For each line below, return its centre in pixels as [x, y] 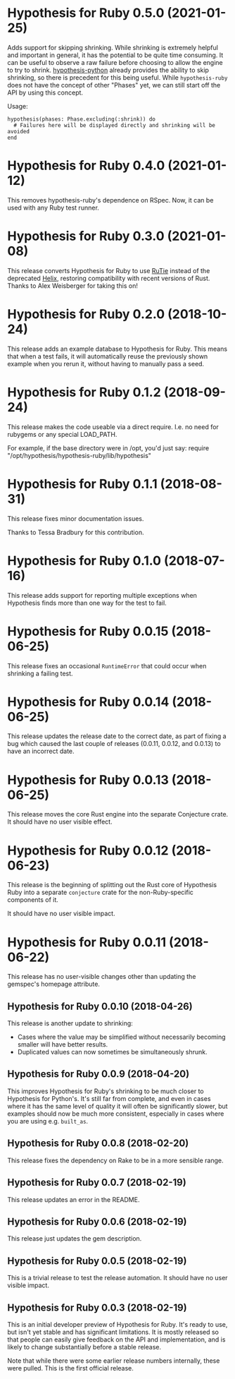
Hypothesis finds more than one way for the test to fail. [87, 603]
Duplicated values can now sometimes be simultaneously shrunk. [112, 1052]
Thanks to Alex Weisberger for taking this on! [73, 285]
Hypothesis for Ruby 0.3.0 [86, 236]
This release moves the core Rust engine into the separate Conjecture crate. [118, 814]
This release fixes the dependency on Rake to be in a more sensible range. [115, 1160]
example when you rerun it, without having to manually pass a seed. [106, 363]
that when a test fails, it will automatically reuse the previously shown [108, 356]
